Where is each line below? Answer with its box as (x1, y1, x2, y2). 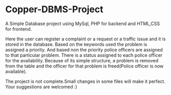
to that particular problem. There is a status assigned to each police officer (5, 52, 162, 58)
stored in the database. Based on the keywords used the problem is (5, 41, 148, 47)
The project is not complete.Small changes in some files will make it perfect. (5, 78, 166, 84)
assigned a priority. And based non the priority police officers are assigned (5, 46, 163, 53)
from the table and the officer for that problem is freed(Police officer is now (5, 63, 164, 69)
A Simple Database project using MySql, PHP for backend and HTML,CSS (5, 20, 160, 27)
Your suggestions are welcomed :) (5, 83, 78, 90)
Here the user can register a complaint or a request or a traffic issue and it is (5, 36, 166, 42)
